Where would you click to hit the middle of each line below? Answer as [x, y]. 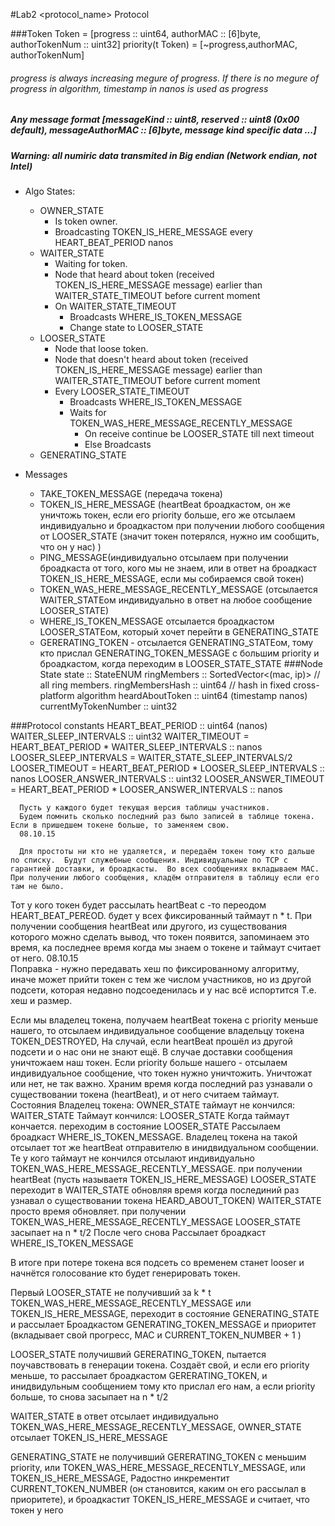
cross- [306, 685]
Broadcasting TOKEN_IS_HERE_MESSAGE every [153, 231]
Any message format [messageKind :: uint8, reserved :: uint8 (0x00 [155, 120]
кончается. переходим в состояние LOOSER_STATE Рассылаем [145, 1126]
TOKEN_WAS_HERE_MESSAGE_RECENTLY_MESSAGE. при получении [156, 1168]
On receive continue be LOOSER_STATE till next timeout [199, 433]
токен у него [37, 1510]
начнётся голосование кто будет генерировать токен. [125, 1273]
